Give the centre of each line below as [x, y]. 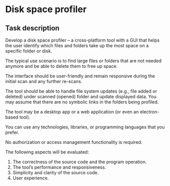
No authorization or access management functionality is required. [74, 142]
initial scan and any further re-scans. [44, 81]
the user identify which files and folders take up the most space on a [77, 46]
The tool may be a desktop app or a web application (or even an [72, 112]
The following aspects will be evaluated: [47, 152]
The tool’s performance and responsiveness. [59, 167]
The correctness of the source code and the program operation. [80, 162]
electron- [149, 112]
